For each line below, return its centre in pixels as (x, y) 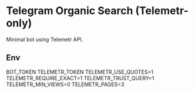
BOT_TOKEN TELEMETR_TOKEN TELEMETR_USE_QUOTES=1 (80, 72)
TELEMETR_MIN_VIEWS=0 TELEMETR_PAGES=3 (65, 84)
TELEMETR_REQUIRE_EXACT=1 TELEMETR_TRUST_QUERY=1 (80, 78)
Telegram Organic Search (70, 11)
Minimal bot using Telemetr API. (45, 39)
